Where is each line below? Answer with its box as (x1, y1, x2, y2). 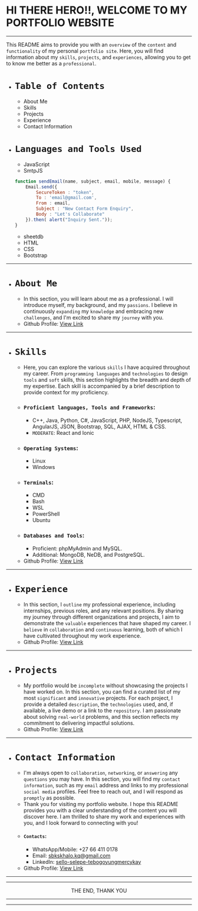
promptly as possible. (23, 794, 75, 801)
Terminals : (23, 478, 54, 487)
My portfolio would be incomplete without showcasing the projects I (23, 682, 188, 689)
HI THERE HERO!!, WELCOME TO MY (6, 4, 187, 17)
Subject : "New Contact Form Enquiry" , (36, 206, 134, 212)
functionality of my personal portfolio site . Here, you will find (6, 47, 164, 54)
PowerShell (32, 510, 60, 517)
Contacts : (23, 833, 47, 840)
